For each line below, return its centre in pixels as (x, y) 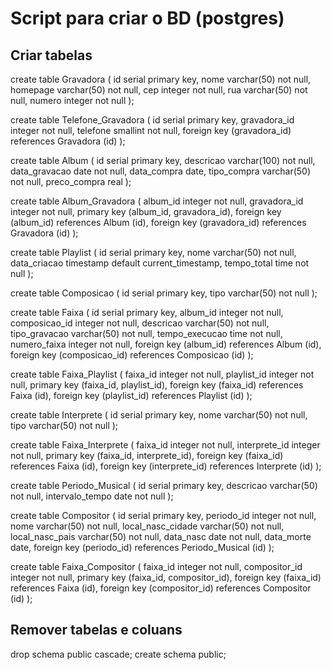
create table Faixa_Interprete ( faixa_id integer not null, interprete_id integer (165, 445)
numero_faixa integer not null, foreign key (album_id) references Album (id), (166, 344)
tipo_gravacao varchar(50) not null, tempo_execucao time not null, (146, 333)
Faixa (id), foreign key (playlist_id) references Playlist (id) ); (131, 395)
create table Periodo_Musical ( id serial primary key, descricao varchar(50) (164, 485)
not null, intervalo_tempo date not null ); (92, 496)
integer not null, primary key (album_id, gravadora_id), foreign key (146, 211)
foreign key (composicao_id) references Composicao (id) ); (132, 355)
